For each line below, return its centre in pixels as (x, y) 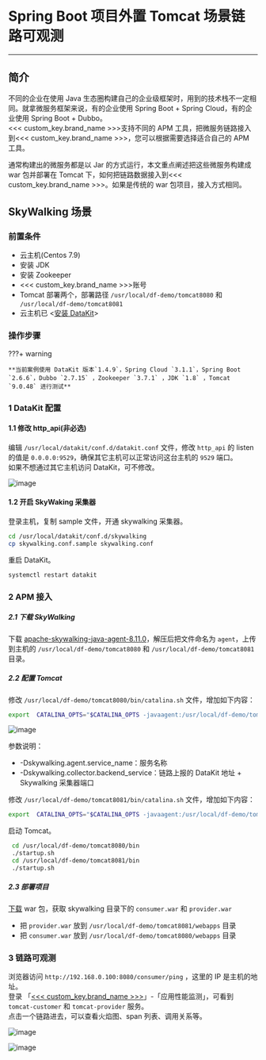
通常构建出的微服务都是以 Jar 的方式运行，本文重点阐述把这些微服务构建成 (130, 164)
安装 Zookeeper (46, 275)
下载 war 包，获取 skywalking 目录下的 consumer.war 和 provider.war (120, 908)
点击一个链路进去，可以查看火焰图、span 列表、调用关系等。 (108, 1016)
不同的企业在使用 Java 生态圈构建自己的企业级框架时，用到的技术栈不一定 (129, 98)
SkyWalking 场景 (50, 212)
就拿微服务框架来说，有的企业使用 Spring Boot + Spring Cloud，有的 (133, 108)
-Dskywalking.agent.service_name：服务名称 (93, 763)
